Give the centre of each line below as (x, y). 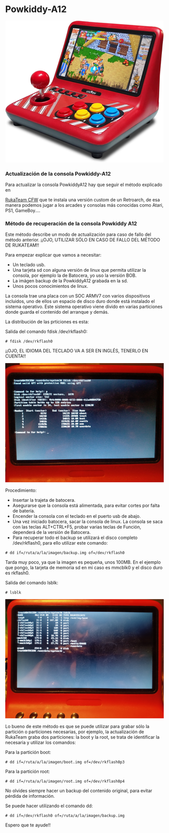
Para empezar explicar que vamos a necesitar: (53, 255)
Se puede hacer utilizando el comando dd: (49, 806)
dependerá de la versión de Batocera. (52, 532)
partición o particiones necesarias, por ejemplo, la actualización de (75, 732)
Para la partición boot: (28, 752)
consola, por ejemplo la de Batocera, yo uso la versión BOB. (74, 275)
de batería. (24, 511)
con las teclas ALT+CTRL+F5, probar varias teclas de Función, (77, 527)
